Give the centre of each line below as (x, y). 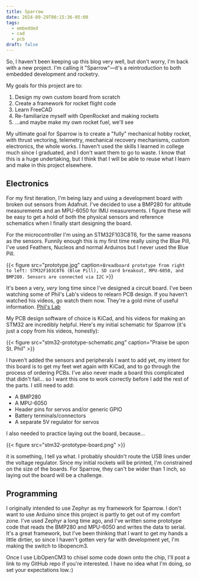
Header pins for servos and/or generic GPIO (68, 409)
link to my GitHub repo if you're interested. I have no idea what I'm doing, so (99, 564)
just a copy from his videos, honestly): (53, 331)
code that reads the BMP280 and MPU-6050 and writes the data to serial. (96, 527)
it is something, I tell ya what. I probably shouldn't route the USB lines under (98, 456)
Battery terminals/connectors (50, 416)
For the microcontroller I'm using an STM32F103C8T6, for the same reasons (99, 234)
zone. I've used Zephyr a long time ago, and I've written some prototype (94, 520)
